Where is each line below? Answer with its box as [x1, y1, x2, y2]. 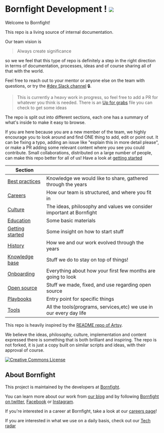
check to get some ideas [17, 104, 67, 111]
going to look [46, 273, 77, 280]
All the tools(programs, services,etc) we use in [46, 303, 153, 310]
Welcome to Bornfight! [5, 20, 50, 25]
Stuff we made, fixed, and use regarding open [46, 281, 151, 288]
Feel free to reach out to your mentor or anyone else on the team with [5, 77, 145, 83]
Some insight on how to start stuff [46, 228, 124, 235]
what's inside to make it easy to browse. [5, 119, 86, 125]
